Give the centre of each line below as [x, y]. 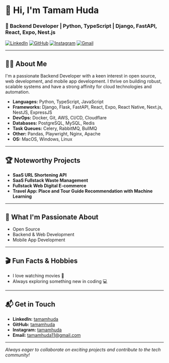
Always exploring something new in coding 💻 [60, 281]
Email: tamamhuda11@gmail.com [47, 335]
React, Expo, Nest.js [30, 32]
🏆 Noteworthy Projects [43, 160]
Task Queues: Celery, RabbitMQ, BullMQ [55, 128]
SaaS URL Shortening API [39, 175]
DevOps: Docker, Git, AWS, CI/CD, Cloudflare [60, 118]
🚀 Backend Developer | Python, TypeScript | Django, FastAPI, [81, 26]
